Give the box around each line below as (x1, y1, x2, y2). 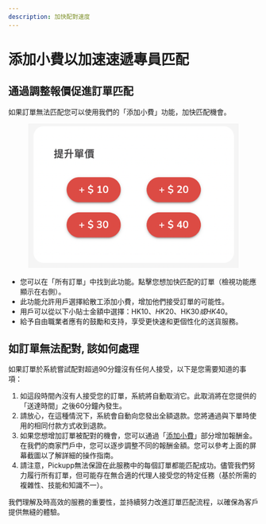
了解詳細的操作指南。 (47, 451, 118, 460)
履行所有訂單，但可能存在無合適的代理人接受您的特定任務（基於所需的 (26, 471, 256, 480)
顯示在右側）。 (19, 287, 66, 296)
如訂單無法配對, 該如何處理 (8, 341, 140, 355)
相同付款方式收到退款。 (33, 421, 111, 430)
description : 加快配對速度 (8, 13, 91, 21)
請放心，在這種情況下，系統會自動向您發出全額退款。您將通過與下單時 (19, 411, 250, 421)
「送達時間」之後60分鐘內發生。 (19, 401, 127, 410)
